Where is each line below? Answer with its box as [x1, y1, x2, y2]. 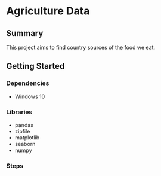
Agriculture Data [6, 4, 90, 18]
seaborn [14, 140, 36, 147]
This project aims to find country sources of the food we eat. [6, 44, 156, 51]
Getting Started [6, 61, 65, 71]
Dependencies [6, 79, 49, 87]
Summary [6, 28, 44, 38]
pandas [14, 121, 34, 128]
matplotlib [14, 133, 40, 141]
